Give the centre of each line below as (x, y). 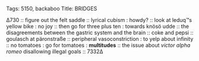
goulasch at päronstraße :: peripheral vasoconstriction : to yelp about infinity (100, 39)
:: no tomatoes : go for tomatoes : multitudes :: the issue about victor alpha (98, 45)
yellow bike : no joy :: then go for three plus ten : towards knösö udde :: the (97, 26)
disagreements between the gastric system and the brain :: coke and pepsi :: (100, 33)
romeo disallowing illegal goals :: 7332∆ (55, 52)
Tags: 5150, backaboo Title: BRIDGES (52, 9)
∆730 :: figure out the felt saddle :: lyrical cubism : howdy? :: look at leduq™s (99, 20)
